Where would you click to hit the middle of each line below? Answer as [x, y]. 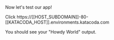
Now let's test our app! [29, 7]
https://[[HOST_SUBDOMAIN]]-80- [52, 17]
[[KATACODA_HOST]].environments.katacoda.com [57, 22]
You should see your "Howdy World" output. [51, 32]
